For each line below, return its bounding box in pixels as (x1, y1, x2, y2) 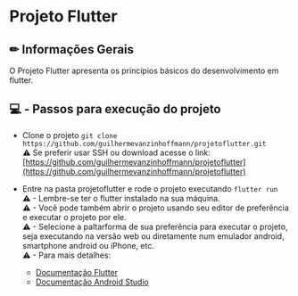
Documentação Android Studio (35, 276, 149, 287)
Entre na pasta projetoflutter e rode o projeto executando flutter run (21, 183, 278, 193)
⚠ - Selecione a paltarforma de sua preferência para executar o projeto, (21, 221, 288, 232)
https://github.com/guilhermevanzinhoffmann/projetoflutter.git (21, 139, 267, 148)
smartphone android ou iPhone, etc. (21, 240, 154, 251)
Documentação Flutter (35, 267, 119, 277)
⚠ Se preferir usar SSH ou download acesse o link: (21, 147, 211, 158)
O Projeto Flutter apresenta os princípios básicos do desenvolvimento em (9, 65, 279, 76)
